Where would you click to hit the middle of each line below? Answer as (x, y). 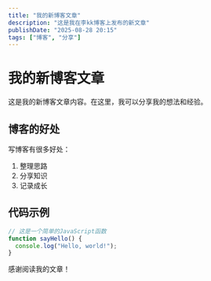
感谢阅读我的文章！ (39, 269)
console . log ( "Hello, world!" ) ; (66, 246)
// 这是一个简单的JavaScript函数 (58, 231)
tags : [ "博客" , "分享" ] (44, 37)
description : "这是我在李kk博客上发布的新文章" (79, 23)
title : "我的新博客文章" (44, 15)
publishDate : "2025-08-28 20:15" (63, 30)
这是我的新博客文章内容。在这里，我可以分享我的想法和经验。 (108, 102)
